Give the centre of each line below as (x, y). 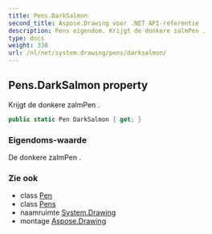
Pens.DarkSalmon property (78, 85)
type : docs (26, 38)
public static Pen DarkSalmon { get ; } (75, 119)
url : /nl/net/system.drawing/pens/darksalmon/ (88, 53)
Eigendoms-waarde (47, 139)
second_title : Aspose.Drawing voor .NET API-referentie (104, 23)
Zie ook (23, 178)
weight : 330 (28, 46)
